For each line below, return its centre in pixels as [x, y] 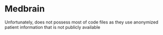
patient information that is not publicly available [53, 27]
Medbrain [25, 9]
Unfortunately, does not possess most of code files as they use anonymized [81, 22]
